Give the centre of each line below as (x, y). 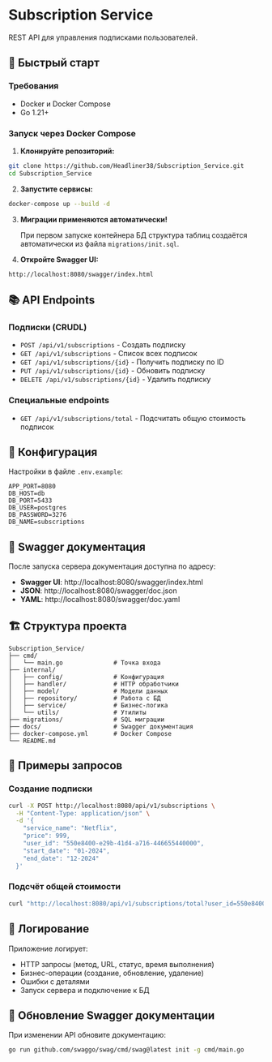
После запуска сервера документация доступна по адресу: (112, 566)
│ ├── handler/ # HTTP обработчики (94, 684)
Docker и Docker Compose (65, 104)
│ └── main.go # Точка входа (85, 663)
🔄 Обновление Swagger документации (112, 1015)
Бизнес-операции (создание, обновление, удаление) (112, 973)
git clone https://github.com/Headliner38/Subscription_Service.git (126, 166)
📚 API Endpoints (52, 300)
